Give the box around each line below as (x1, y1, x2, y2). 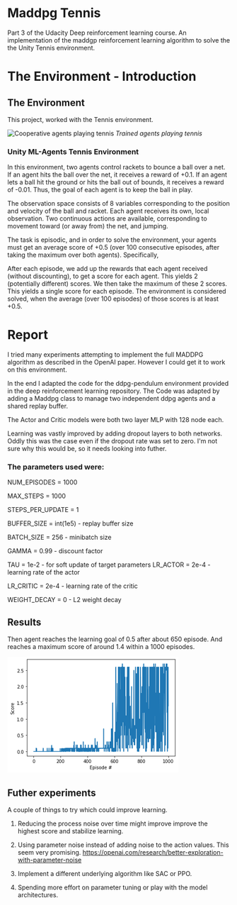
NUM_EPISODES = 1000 (7, 478, 78, 487)
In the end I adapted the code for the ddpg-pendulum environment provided (7, 379, 229, 388)
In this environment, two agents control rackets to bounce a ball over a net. (7, 163, 226, 172)
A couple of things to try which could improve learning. (7, 806, 168, 814)
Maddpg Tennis (7, 5, 101, 21)
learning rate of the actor (7, 568, 80, 577)
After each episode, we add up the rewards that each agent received (7, 265, 208, 273)
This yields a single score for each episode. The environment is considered (7, 287, 226, 296)
